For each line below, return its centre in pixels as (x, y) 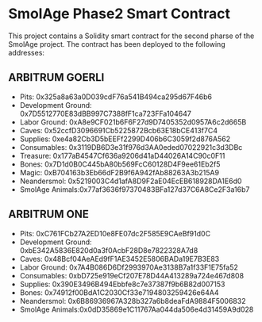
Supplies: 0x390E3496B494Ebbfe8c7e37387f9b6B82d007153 (122, 284)
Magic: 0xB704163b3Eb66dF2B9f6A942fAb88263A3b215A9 (119, 172)
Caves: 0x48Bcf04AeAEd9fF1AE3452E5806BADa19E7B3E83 (119, 259)
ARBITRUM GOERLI (56, 77)
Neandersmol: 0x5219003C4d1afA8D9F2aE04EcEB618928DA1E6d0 (131, 181)
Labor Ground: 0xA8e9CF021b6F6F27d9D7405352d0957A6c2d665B (133, 122)
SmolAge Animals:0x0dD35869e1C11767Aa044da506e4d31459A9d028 (137, 309)
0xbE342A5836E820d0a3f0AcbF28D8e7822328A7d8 (109, 250)
